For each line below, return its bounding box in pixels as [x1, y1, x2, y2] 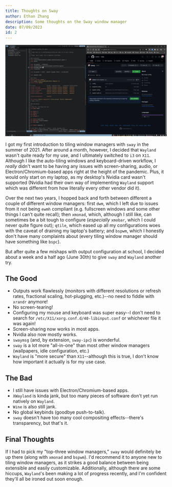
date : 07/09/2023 [5, 25, 42, 30]
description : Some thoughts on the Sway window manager [5, 19, 127, 24]
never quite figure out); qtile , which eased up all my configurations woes [5, 222, 160, 228]
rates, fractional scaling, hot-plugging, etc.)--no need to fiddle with [12, 293, 155, 299]
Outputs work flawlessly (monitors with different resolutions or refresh [12, 288, 161, 294]
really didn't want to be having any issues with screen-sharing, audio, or [5, 163, 158, 169]
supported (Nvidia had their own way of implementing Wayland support [5, 179, 154, 185]
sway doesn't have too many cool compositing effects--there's [12, 415, 144, 421]
